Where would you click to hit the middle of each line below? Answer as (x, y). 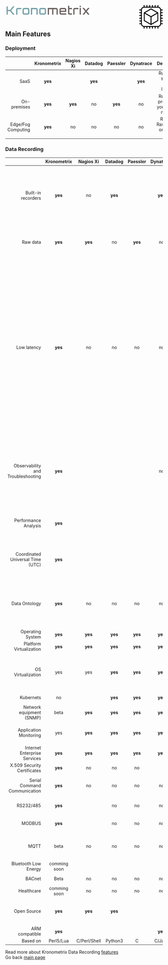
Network (32, 707)
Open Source (28, 911)
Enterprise (30, 753)
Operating (31, 632)
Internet (33, 748)
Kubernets (30, 698)
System (33, 637)
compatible (30, 934)
